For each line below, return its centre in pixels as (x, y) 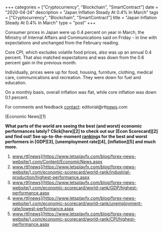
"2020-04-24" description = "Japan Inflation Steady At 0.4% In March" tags (82, 12)
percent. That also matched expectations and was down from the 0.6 (75, 58)
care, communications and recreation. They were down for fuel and (73, 77)
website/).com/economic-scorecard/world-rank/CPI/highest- (74, 219)
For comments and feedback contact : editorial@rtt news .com (66, 107)
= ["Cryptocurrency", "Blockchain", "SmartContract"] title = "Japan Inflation (81, 17)
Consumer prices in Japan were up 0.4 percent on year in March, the (75, 32)
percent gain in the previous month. (41, 63)
